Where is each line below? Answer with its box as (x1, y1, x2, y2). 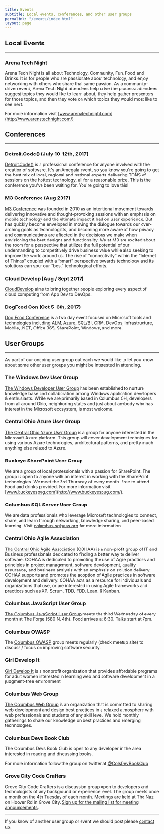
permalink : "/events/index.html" (5, 16, 73, 21)
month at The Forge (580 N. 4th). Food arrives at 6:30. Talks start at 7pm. (5, 616, 153, 622)
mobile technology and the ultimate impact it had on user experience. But (5, 216, 153, 222)
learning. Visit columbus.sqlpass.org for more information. (5, 523, 122, 528)
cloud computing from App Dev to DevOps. (5, 291, 92, 297)
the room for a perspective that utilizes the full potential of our (5, 242, 130, 248)
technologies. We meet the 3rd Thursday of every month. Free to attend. (5, 479, 151, 484)
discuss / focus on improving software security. (5, 645, 101, 651)
